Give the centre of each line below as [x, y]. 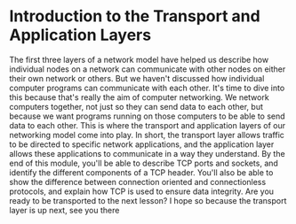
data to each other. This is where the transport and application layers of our [148, 125]
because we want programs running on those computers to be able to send [148, 116]
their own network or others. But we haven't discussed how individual [137, 78]
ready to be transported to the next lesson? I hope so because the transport [148, 200]
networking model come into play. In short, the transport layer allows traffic [147, 135]
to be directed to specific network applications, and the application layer [142, 144]
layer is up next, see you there [64, 210]
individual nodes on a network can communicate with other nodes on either [148, 69]
